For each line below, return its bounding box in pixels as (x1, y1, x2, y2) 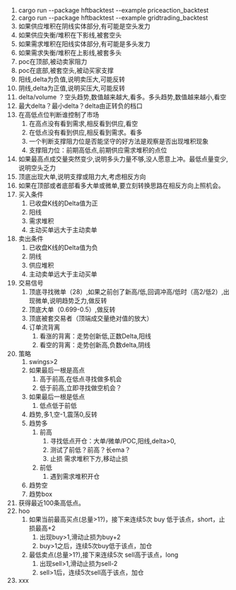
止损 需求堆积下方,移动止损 (49, 455, 129, 463)
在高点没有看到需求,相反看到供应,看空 (28, 120, 138, 127)
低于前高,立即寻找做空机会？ (39, 384, 122, 392)
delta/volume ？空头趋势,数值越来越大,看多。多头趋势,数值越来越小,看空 (18, 93, 227, 101)
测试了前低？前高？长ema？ (49, 446, 131, 454)
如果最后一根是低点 (28, 392, 85, 401)
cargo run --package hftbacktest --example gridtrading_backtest (18, 13, 208, 22)
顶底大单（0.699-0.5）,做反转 (28, 305, 116, 314)
